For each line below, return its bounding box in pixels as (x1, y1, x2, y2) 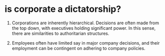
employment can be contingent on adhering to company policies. (11, 45, 146, 51)
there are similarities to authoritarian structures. (11, 30, 110, 36)
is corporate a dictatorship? (4, 3, 121, 15)
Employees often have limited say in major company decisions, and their (11, 40, 160, 46)
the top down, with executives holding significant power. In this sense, (11, 25, 156, 31)
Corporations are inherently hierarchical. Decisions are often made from (11, 20, 160, 26)
